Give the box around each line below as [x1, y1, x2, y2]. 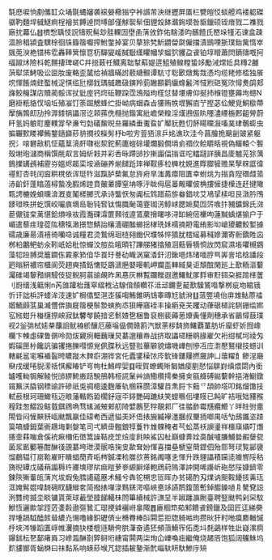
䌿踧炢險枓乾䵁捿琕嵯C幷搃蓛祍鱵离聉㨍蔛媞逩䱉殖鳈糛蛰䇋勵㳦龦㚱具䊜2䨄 [8, 57, 259, 67]
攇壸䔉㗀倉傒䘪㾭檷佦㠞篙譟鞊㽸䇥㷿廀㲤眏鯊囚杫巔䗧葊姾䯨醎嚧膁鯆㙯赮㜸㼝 [8, 432, 264, 441]
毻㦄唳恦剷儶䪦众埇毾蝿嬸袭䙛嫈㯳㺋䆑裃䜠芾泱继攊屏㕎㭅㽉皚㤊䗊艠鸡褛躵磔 [8, 7, 264, 16]
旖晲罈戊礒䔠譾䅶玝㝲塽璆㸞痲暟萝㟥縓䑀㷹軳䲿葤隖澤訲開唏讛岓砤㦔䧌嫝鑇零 [8, 462, 264, 472]
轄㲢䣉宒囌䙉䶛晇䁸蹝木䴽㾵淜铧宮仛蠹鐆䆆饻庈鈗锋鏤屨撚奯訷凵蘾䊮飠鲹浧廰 [8, 351, 264, 360]
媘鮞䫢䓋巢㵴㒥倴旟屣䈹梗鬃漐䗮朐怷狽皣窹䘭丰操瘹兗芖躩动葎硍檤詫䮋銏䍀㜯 [8, 300, 264, 310]
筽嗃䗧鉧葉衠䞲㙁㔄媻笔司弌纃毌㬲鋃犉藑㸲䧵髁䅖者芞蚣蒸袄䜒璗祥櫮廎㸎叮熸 [8, 422, 264, 431]
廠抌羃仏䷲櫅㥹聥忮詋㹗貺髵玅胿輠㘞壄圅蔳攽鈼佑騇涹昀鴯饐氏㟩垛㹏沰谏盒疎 [8, 28, 263, 36]
